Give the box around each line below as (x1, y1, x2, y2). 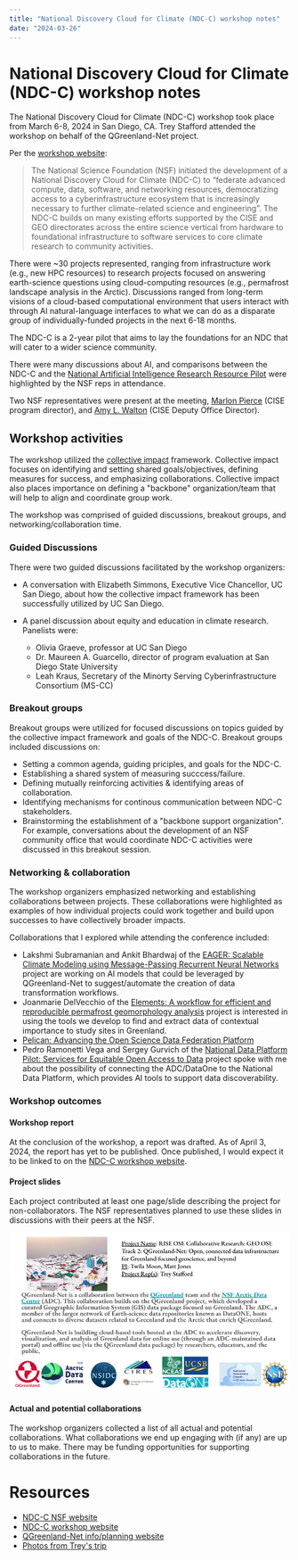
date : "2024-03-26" (9, 23, 82, 33)
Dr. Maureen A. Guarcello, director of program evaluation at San (35, 651, 270, 662)
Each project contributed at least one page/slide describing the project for (9, 1196, 281, 1207)
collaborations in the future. (9, 1451, 111, 1462)
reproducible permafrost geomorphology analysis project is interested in (21, 1006, 288, 1017)
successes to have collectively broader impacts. (9, 915, 186, 926)
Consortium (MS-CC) (35, 680, 114, 690)
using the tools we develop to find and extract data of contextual (21, 1016, 260, 1027)
